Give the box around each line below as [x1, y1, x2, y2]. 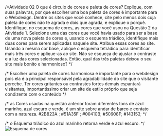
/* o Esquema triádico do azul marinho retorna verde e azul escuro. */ [5, 120, 145, 126]
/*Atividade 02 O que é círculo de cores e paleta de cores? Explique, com [5, 4, 153, 10]
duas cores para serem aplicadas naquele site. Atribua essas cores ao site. [5, 40, 155, 46]
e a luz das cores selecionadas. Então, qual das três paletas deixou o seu [5, 56, 152, 61]
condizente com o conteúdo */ [5, 91, 67, 97]
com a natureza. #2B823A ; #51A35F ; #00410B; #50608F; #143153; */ [5, 111, 147, 117]
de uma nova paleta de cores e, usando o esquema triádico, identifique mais [5, 35, 159, 41]
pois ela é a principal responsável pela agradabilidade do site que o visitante [5, 76, 158, 81]
